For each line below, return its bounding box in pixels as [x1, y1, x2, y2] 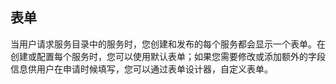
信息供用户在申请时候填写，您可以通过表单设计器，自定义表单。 [10, 63, 273, 75]
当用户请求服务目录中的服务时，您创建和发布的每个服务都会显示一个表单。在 [10, 38, 326, 50]
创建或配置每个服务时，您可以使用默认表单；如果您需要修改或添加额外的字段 [10, 50, 326, 62]
